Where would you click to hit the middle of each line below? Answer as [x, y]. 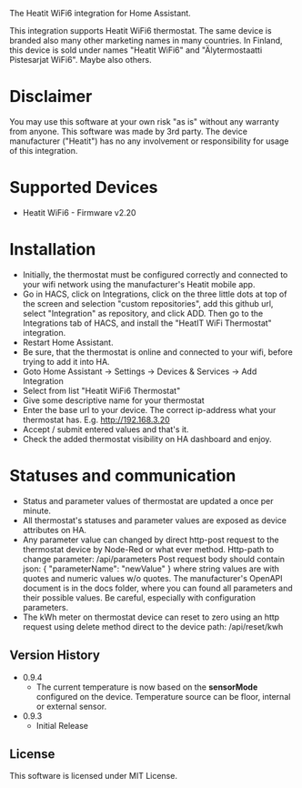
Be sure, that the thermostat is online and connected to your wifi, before [157, 352]
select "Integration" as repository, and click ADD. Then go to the [143, 313]
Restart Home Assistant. [68, 342]
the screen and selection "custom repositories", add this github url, [148, 303]
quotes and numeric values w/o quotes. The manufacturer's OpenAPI [153, 578]
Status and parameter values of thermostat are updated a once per [148, 500]
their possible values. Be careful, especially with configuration [139, 597]
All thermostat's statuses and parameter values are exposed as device [154, 520]
